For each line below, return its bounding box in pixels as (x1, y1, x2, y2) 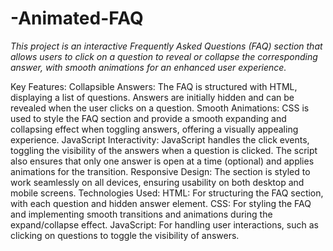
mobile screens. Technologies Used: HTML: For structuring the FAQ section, (10, 187, 324, 199)
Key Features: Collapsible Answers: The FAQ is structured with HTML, (10, 80, 298, 92)
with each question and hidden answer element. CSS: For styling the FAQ (10, 197, 312, 209)
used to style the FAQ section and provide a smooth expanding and (10, 112, 287, 124)
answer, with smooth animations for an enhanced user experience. (10, 61, 287, 73)
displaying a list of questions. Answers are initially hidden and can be (10, 91, 295, 103)
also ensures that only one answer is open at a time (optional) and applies (10, 155, 315, 167)
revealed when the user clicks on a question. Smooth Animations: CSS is (10, 102, 310, 114)
